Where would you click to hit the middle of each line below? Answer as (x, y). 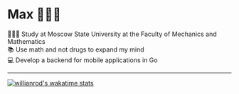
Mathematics (27, 41)
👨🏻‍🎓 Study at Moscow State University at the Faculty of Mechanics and (112, 34)
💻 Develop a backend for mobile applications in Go (83, 60)
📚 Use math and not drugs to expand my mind (76, 49)
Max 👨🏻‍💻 (34, 14)
